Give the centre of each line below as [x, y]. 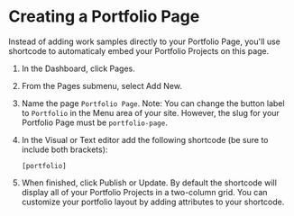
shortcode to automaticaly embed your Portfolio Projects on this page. [139, 50]
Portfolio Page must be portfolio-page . [94, 122]
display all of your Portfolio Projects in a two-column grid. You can [144, 192]
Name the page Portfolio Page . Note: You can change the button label [153, 103]
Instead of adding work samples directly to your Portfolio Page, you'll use [144, 41]
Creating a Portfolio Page [104, 17]
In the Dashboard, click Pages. [78, 68]
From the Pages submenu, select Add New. [101, 85]
